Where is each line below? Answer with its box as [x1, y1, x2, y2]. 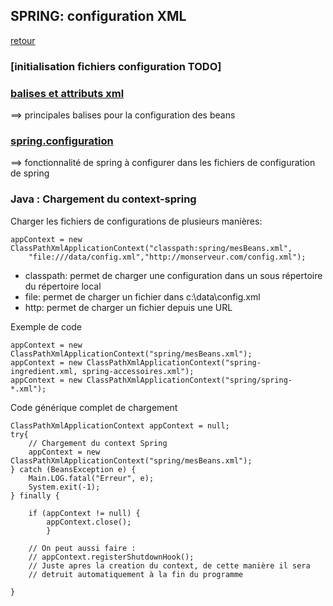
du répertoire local [24, 280, 102, 292]
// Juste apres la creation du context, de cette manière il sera [28, 560, 311, 571]
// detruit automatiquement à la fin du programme [28, 569, 244, 579]
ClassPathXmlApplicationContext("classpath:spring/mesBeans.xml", [10, 243, 293, 253]
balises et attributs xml [10, 86, 125, 100]
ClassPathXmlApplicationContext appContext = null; [10, 420, 230, 431]
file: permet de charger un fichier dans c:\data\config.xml [24, 290, 261, 303]
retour [10, 34, 36, 46]
